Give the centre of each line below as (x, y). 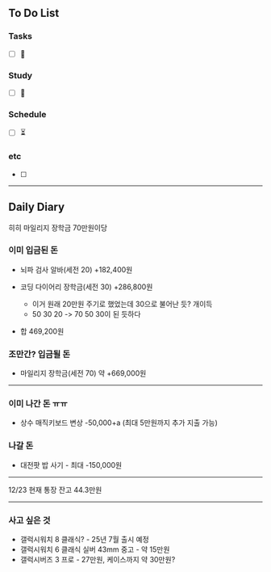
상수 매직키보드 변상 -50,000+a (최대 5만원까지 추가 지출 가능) (119, 423)
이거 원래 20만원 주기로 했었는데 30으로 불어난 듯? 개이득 (122, 304)
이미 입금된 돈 (33, 250)
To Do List (34, 13)
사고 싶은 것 (29, 520)
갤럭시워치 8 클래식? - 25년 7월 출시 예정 (84, 539)
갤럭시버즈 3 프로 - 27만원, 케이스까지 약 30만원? (98, 559)
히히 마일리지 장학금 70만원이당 (58, 227)
